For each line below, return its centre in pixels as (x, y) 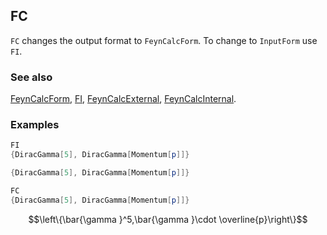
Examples (35, 125)
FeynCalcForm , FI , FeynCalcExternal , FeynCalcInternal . (123, 99)
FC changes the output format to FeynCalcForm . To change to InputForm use (164, 40)
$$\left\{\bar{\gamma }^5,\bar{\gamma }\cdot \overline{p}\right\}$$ (168, 219)
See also (31, 77)
